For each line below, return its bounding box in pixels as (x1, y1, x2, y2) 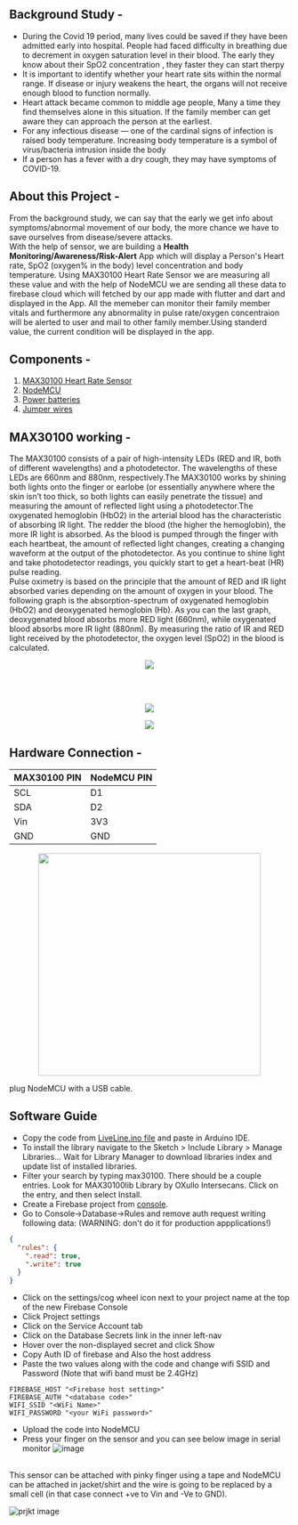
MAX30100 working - (9, 429, 132, 444)
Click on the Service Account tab (21, 1321, 144, 1332)
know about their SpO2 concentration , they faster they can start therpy (21, 59, 285, 69)
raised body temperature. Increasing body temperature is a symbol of (21, 134, 278, 145)
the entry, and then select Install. (21, 1188, 142, 1200)
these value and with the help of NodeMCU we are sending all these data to (9, 279, 286, 289)
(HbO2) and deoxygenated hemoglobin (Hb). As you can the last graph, (9, 604, 271, 615)
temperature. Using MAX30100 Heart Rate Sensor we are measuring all (9, 269, 270, 280)
